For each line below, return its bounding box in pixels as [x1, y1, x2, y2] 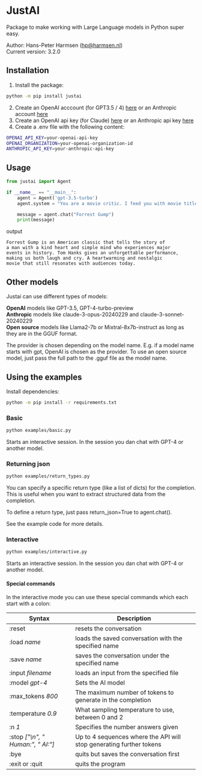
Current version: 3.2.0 [6, 48, 61, 55]
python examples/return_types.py [6, 473, 90, 479]
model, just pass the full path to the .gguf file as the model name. [6, 354, 167, 362]
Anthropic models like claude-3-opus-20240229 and [6, 311, 139, 318]
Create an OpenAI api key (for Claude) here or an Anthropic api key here [14, 117, 194, 124]
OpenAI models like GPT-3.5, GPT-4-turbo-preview [6, 304, 134, 312]
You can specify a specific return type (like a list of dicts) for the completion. [6, 484, 196, 491]
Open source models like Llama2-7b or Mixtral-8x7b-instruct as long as [6, 324, 185, 331]
